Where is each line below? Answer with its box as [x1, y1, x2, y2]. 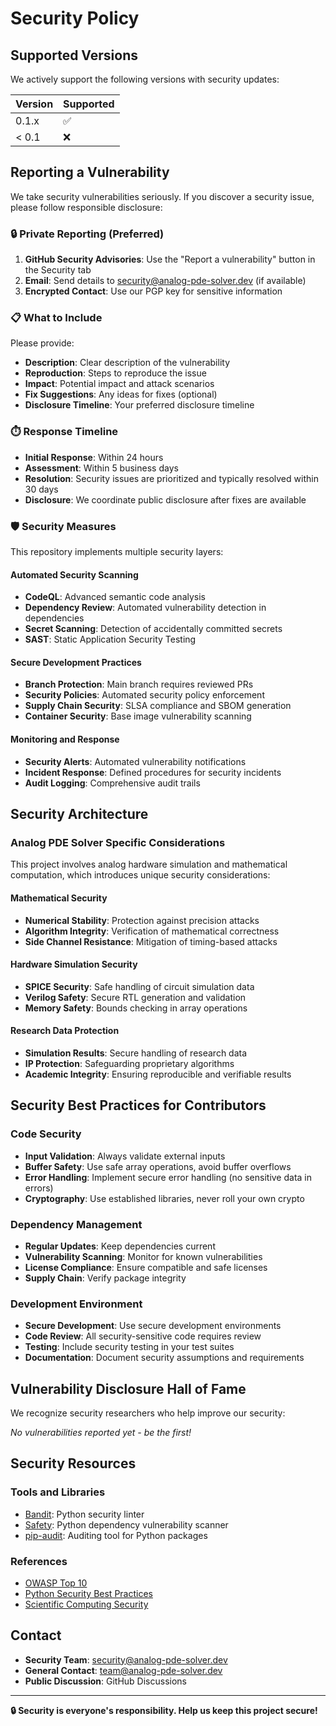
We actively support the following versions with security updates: [10, 73, 280, 85]
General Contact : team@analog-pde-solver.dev [24, 1664, 223, 1676]
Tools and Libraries [10, 1485, 106, 1499]
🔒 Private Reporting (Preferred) [10, 227, 165, 241]
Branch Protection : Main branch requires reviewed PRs [24, 678, 254, 691]
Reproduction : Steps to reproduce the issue [24, 367, 207, 379]
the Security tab [24, 264, 92, 276]
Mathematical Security [10, 892, 108, 904]
